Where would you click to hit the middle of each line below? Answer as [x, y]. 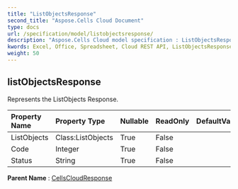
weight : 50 [23, 54]
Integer [67, 149]
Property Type [80, 121]
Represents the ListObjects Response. [63, 99]
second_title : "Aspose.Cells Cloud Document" [75, 21]
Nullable [134, 121]
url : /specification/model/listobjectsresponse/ [80, 34]
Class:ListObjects [84, 137]
